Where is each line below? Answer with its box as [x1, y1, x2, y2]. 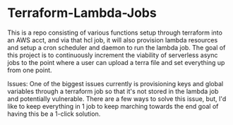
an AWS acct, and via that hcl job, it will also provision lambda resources [7, 35, 218, 44]
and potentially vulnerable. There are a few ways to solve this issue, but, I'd [7, 94, 227, 103]
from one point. [7, 66, 52, 74]
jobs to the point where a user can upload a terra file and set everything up [7, 58, 225, 66]
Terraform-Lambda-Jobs [7, 5, 157, 21]
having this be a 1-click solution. [7, 109, 101, 118]
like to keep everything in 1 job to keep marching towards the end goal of [7, 102, 219, 110]
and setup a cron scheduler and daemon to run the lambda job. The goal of [7, 43, 226, 52]
